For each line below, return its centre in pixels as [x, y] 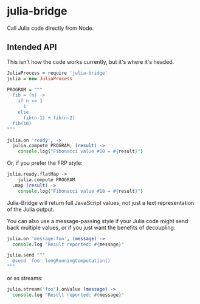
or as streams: [25, 278]
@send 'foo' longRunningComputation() [62, 261]
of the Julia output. [31, 209]
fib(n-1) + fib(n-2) [49, 118]
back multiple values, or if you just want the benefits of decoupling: [91, 227]
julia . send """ [26, 255]
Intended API [32, 47]
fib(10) [22, 123]
